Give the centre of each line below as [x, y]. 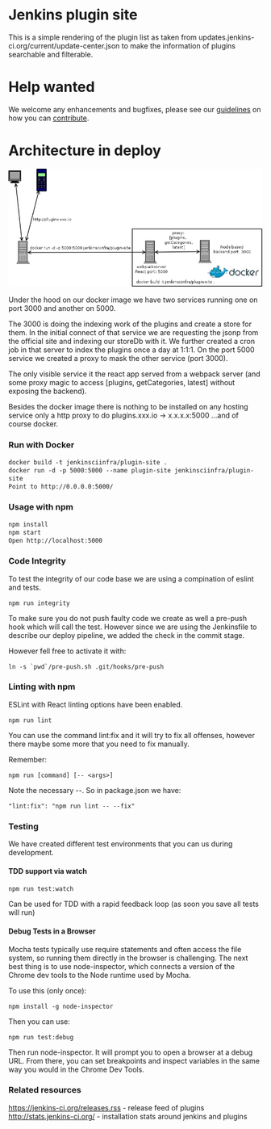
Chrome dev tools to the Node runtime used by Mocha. [100, 975]
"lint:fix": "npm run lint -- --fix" [72, 806]
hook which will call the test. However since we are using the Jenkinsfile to [133, 627]
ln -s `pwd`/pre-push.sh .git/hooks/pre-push [86, 667]
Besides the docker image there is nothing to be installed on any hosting [128, 406]
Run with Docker [42, 444]
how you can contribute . [49, 118]
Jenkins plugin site [73, 15]
